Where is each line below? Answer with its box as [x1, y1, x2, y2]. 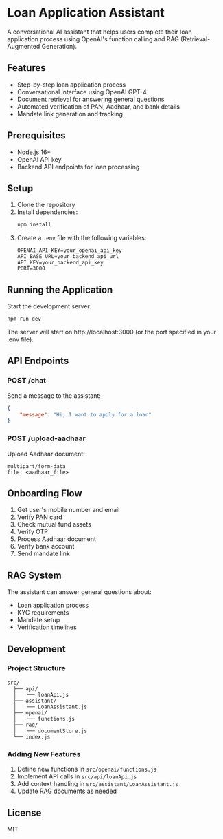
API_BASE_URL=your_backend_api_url [16, 253, 119, 260]
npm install [16, 222, 51, 229]
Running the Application [7, 284, 113, 295]
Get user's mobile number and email [16, 506, 120, 514]
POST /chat [7, 376, 47, 385]
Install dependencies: [16, 208, 78, 216]
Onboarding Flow [7, 487, 82, 499]
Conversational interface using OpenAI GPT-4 [16, 87, 148, 96]
